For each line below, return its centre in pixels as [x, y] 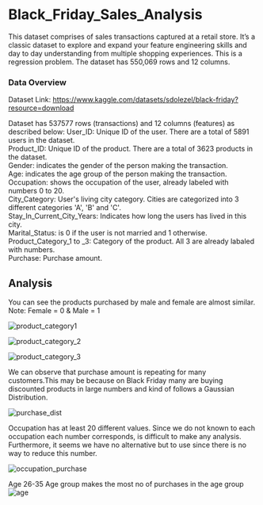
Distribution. [28, 397]
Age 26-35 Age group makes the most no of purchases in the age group [126, 484]
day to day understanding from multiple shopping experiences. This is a [126, 53]
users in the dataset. [42, 140]
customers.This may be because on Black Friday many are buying [116, 381]
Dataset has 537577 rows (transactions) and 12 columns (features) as [122, 124]
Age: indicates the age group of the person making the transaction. [118, 174]
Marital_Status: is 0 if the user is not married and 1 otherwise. [108, 233]
